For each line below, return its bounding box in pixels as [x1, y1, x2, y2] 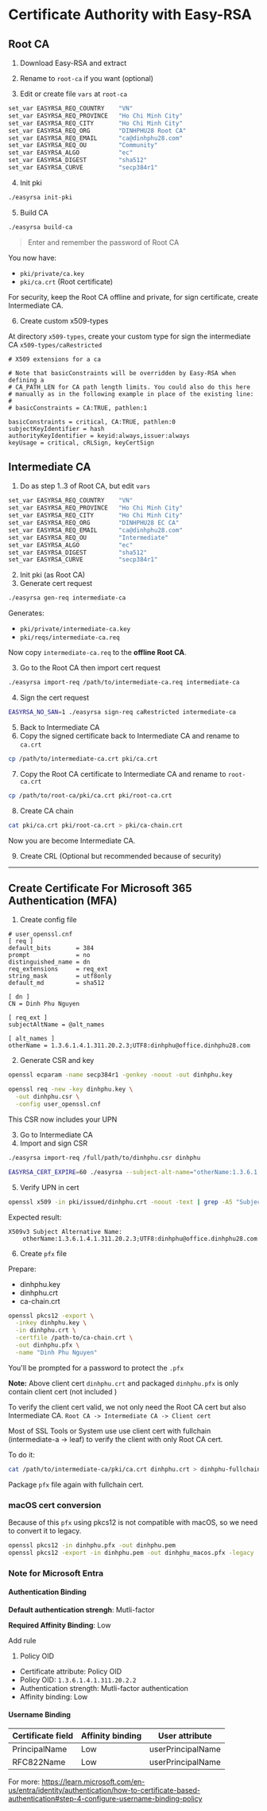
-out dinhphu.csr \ [15, 1093, 80, 1101]
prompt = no [8, 952, 91, 960]
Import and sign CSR [19, 1138, 88, 1148]
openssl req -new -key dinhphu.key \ [8, 1085, 133, 1094]
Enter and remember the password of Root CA [27, 237, 180, 247]
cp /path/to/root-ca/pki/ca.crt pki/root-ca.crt [8, 791, 172, 800]
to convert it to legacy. [8, 1526, 82, 1535]
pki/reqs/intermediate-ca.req [19, 634, 121, 642]
